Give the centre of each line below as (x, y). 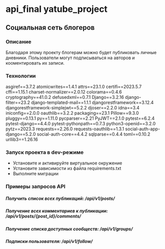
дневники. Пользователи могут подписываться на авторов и (70, 58)
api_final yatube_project (57, 9)
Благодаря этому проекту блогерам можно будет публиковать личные (81, 52)
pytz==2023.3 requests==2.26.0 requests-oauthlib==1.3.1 (65, 129)
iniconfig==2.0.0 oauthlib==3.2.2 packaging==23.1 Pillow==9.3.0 (72, 113)
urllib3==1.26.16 (22, 140)
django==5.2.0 (21, 134)
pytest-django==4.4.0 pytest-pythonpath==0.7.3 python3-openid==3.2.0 (81, 124)
